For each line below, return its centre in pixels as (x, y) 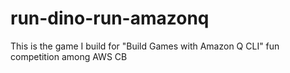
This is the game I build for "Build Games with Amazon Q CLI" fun (145, 46)
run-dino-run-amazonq (110, 18)
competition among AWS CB (69, 56)
